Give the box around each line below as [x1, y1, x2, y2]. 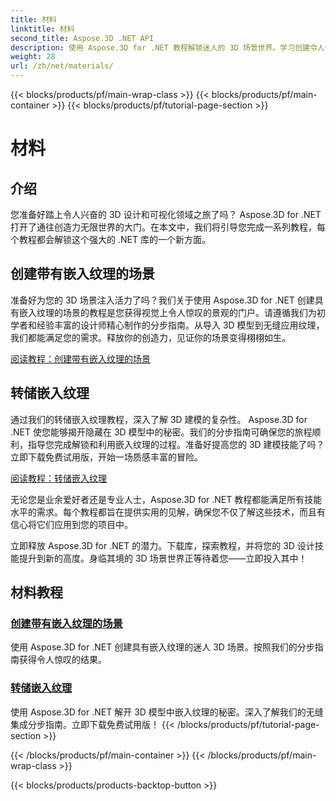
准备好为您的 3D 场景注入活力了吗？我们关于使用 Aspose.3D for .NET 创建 [10, 294, 315, 306]
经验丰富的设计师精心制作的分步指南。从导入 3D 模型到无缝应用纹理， [36, 319, 325, 331]
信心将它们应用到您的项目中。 [10, 518, 133, 530]
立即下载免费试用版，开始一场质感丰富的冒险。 [10, 451, 203, 463]
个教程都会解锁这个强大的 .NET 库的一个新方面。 [10, 234, 211, 245]
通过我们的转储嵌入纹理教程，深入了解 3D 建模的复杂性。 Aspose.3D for [10, 413, 308, 425]
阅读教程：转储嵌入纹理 [10, 472, 107, 484]
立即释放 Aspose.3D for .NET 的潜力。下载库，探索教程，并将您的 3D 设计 [10, 539, 315, 551]
